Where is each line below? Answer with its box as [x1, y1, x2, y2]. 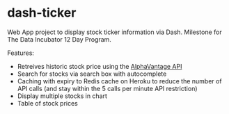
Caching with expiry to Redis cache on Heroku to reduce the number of [17, 76, 222, 85]
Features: [7, 49, 35, 57]
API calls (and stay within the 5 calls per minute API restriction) [17, 84, 198, 92]
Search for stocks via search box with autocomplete [17, 70, 167, 78]
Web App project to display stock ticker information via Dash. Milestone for [7, 28, 222, 36]
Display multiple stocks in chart [17, 92, 108, 100]
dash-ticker [7, 5, 77, 21]
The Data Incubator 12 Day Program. [7, 35, 111, 43]
